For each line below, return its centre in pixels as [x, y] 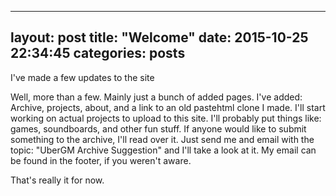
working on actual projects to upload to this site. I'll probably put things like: [166, 118]
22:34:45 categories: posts [98, 53]
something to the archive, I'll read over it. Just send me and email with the [162, 139]
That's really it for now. [57, 180]
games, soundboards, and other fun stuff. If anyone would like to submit [158, 128]
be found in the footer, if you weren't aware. [101, 160]
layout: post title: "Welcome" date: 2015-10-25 [159, 37]
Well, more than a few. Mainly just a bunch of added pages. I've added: [156, 97]
